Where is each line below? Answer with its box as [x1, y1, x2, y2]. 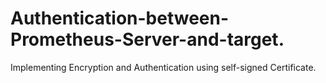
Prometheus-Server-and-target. [10, 28, 285, 51]
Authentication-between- [10, 7, 230, 30]
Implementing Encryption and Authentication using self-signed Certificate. [10, 61, 317, 73]
